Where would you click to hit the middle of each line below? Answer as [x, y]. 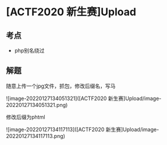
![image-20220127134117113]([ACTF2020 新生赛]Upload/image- [83, 129]
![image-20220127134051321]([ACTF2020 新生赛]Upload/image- [84, 98]
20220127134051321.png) [37, 105]
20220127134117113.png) [36, 136]
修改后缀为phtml [26, 117]
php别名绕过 [29, 51]
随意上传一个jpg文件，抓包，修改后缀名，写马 [61, 86]
